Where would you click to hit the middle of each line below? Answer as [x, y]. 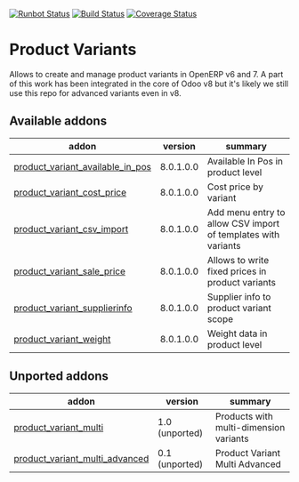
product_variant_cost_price [70, 192]
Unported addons [59, 377]
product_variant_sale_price [70, 271]
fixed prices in [237, 271]
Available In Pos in [245, 161]
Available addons [58, 121]
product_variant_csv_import [71, 229]
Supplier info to [239, 296]
